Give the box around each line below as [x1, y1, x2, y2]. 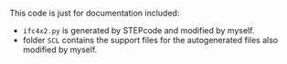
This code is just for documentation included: [9, 8, 180, 18]
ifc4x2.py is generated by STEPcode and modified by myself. [22, 25, 255, 35]
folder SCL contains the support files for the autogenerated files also [22, 35, 279, 45]
